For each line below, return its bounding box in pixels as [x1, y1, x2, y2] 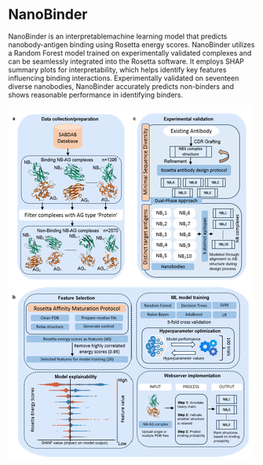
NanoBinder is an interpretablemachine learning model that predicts [8, 31, 228, 41]
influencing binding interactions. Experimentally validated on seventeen [8, 73, 239, 83]
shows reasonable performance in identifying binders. [8, 90, 184, 99]
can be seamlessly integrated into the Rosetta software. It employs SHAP [8, 57, 245, 66]
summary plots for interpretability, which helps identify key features [8, 65, 227, 74]
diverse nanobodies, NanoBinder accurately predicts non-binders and [8, 81, 234, 91]
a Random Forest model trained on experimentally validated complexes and [8, 48, 252, 57]
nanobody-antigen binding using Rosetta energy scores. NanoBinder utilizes [8, 39, 255, 49]
